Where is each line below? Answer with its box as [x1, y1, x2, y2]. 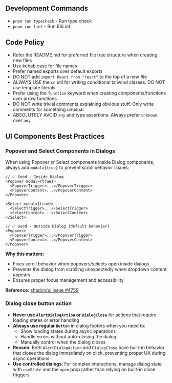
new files [12, 57, 32, 63]
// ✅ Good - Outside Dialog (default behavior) [5, 224, 110, 229]
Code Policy [5, 38, 45, 47]
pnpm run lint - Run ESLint [12, 23, 71, 29]
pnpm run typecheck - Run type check [12, 17, 92, 24]
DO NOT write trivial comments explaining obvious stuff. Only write [12, 101, 154, 107]
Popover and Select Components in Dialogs [5, 147, 115, 155]
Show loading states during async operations [20, 328, 116, 334]
